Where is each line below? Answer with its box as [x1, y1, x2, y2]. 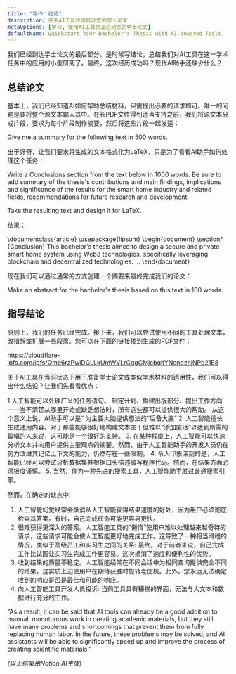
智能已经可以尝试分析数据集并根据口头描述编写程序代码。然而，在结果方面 [7, 458, 223, 466]
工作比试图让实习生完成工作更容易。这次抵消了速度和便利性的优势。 [17, 549, 215, 557]
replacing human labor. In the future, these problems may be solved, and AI [7, 630, 225, 638]
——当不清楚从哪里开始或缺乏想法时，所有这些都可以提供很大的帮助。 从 [7, 405, 218, 413]
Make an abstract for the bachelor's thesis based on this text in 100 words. [7, 286, 223, 294]
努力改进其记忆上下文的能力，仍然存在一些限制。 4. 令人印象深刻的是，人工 [7, 449, 226, 458]
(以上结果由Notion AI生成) [7, 659, 82, 668]
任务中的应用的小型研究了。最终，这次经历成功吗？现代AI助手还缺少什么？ [7, 59, 223, 67]
